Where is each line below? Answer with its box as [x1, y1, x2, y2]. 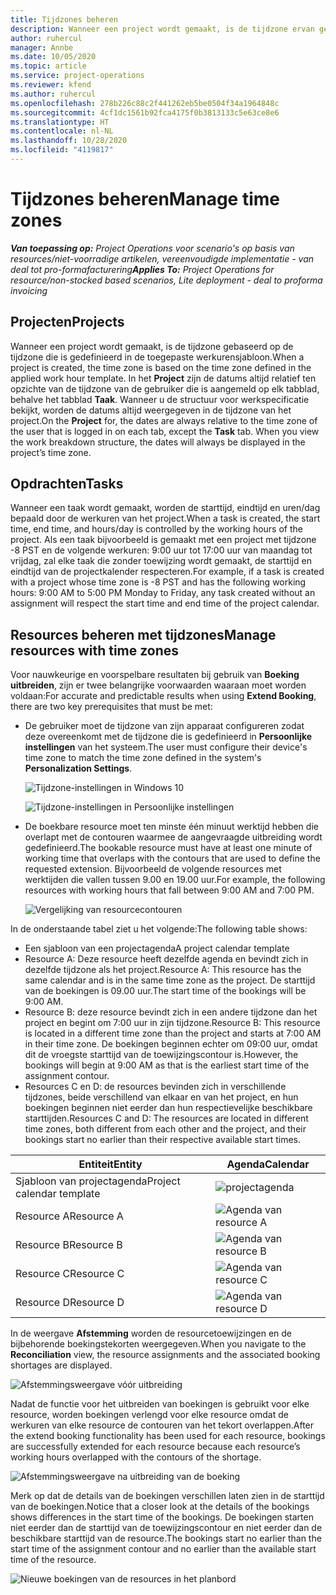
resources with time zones [10, 642, 180, 659]
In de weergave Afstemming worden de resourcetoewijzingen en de [10, 1327, 292, 1340]
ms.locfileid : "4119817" [10, 145, 114, 155]
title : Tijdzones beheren [10, 14, 118, 25]
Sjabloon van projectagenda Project [15, 1174, 181, 1188]
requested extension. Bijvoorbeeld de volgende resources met [24, 863, 282, 875]
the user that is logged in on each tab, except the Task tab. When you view [10, 425, 320, 437]
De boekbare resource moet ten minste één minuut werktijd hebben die [24, 821, 319, 833]
